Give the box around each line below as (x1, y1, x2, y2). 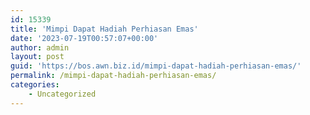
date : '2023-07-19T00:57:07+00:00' (10, 33, 159, 43)
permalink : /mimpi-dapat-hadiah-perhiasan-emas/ (10, 71, 217, 81)
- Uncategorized (28, 89, 97, 99)
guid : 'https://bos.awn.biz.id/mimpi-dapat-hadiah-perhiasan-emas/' (10, 61, 302, 71)
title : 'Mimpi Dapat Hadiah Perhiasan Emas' (10, 24, 199, 34)
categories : (10, 80, 60, 90)
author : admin (10, 42, 70, 53)
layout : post (10, 52, 65, 62)
